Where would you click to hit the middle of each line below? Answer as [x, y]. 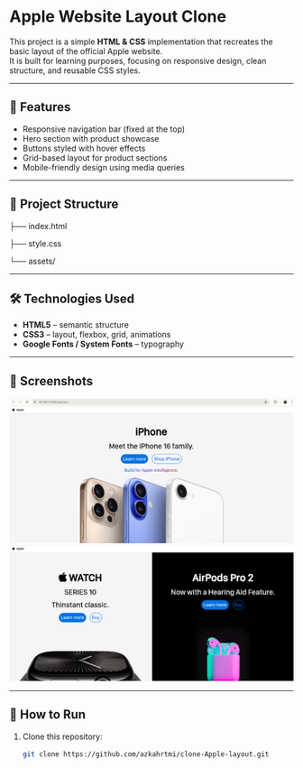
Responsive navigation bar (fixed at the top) [104, 129]
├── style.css [36, 243]
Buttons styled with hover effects [84, 148]
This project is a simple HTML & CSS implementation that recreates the [141, 42]
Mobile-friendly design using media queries [103, 167]
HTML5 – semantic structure [75, 325]
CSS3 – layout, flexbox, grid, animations [96, 335]
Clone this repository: [62, 736]
